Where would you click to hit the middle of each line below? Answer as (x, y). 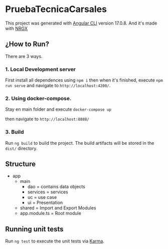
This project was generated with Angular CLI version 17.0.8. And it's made (81, 23)
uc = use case (42, 197)
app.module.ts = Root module (50, 213)
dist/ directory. (21, 148)
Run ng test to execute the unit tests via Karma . (55, 241)
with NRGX (17, 28)
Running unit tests (34, 229)
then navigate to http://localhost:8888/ (47, 119)
